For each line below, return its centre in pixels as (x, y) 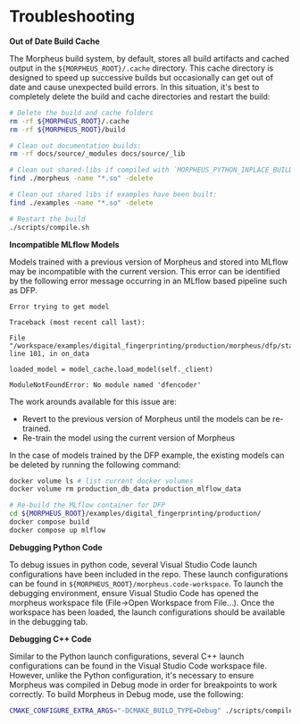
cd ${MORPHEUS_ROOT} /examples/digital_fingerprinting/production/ (135, 514)
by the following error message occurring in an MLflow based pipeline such (148, 281)
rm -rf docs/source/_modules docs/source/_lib (97, 154)
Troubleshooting (72, 17)
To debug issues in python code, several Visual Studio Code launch (133, 564)
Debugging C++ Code (50, 639)
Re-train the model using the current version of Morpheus (128, 438)
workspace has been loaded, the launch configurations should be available (147, 612)
